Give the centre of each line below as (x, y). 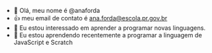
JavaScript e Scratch (43, 42)
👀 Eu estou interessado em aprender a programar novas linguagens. (109, 28)
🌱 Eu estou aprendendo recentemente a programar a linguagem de (108, 35)
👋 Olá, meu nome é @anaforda (57, 11)
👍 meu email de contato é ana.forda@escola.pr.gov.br (90, 18)
